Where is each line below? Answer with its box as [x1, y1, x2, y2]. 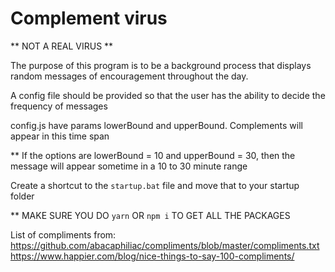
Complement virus [10, 7, 168, 30]
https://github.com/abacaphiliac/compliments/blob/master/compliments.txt [10, 239, 320, 251]
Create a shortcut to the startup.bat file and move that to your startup [10, 179, 300, 191]
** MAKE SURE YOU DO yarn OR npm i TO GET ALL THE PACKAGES [10, 209, 291, 221]
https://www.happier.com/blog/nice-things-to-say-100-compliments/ [10, 250, 295, 262]
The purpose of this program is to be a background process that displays [10, 59, 312, 71]
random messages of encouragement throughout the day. [10, 70, 249, 82]
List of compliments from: [10, 228, 117, 241]
